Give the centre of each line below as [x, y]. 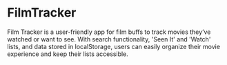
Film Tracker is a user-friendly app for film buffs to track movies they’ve [109, 32]
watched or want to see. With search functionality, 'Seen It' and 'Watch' [109, 39]
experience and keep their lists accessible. [68, 54]
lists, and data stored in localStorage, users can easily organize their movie [114, 46]
